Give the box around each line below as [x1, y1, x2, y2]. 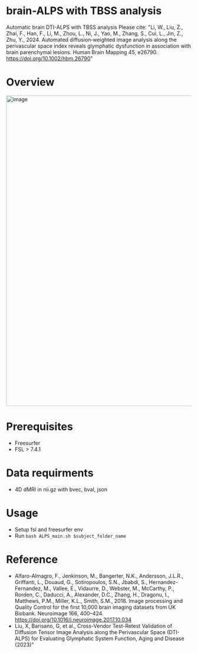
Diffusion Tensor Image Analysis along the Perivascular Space [14, 628, 166, 635]
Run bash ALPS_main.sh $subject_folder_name [14, 532, 127, 539]
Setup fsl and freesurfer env [14, 526, 84, 533]
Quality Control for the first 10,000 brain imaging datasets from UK [14, 604, 176, 611]
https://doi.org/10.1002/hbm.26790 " [6, 55, 93, 62]
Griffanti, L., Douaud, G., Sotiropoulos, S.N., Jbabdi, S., [14, 578, 148, 585]
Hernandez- [148, 578, 179, 585]
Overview [6, 75, 55, 89]
